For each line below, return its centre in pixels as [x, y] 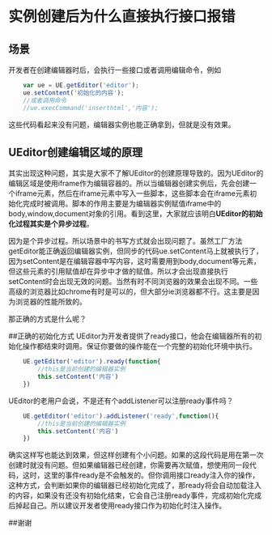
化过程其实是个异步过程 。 [51, 224]
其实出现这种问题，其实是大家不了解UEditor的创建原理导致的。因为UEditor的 [136, 173]
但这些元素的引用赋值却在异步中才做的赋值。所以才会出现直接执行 [118, 271]
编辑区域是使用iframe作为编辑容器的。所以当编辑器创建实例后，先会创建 [129, 184]
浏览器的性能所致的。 [51, 302]
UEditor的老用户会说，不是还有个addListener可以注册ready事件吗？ [121, 401]
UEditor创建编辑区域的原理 [76, 152]
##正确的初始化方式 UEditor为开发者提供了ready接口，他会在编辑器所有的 [132, 336]
